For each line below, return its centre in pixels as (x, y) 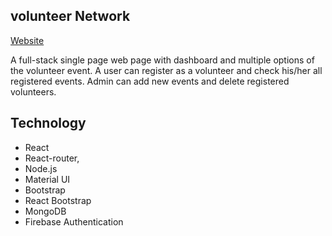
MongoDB (45, 211)
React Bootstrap (58, 200)
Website (27, 40)
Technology (48, 123)
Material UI (47, 179)
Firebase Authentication (74, 221)
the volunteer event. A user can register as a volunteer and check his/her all (166, 70)
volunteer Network (70, 16)
